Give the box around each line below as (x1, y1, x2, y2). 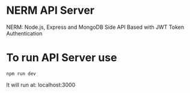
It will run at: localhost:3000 (6, 81, 76, 88)
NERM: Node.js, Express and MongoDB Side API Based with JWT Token (6, 23, 185, 31)
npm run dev (6, 70, 36, 77)
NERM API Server (6, 4, 95, 17)
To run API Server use (6, 51, 117, 65)
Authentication (6, 29, 43, 37)
